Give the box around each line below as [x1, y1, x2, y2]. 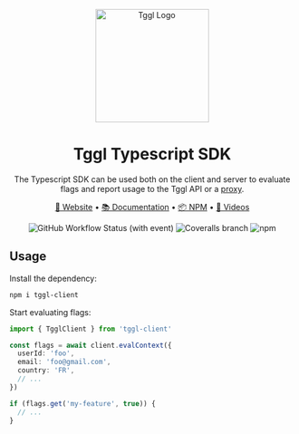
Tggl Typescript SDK [72, 144, 232, 165]
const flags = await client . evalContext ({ [9, 341, 172, 350]
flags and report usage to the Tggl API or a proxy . [60, 183, 245, 194]
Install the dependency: [9, 273, 97, 284]
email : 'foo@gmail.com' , [17, 358, 111, 367]
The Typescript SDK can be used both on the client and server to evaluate [14, 173, 291, 185]
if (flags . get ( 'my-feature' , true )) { [9, 399, 156, 408]
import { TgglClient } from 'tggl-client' [9, 324, 172, 333]
